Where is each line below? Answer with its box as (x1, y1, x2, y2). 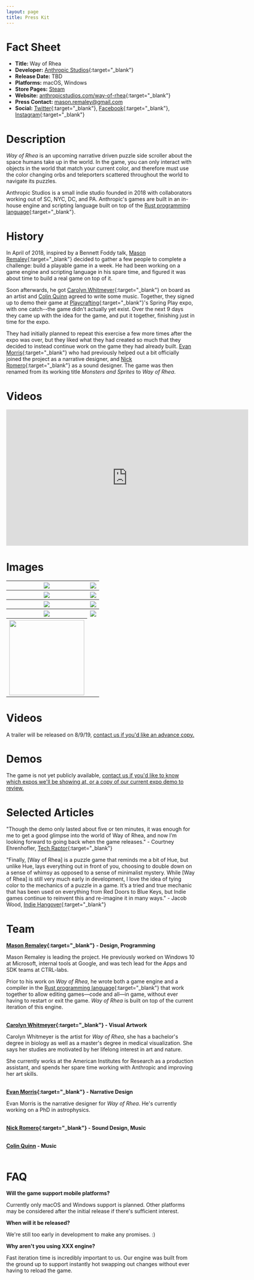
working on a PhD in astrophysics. (6, 1106, 91, 1114)
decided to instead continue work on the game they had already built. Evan (6, 343, 192, 350)
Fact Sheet (6, 40, 61, 54)
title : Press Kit (6, 14, 50, 20)
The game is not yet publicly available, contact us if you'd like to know (6, 772, 180, 779)
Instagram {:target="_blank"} (14, 111, 85, 118)
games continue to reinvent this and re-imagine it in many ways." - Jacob (6, 894, 187, 902)
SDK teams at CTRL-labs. (6, 966, 69, 974)
